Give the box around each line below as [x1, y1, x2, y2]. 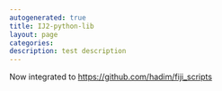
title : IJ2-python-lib [9, 22, 94, 31]
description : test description [9, 47, 127, 56]
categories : [9, 38, 54, 48]
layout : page [9, 30, 58, 39]
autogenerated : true [9, 13, 87, 23]
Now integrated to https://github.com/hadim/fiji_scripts [9, 71, 213, 82]
